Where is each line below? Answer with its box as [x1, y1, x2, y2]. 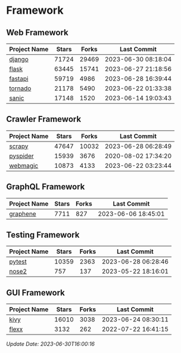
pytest [9, 257, 27, 266]
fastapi [9, 75, 29, 82]
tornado [9, 84, 32, 93]
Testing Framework [6, 230, 80, 240]
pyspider [9, 152, 34, 160]
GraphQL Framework [6, 182, 85, 192]
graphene [9, 210, 37, 218]
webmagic [9, 161, 39, 170]
